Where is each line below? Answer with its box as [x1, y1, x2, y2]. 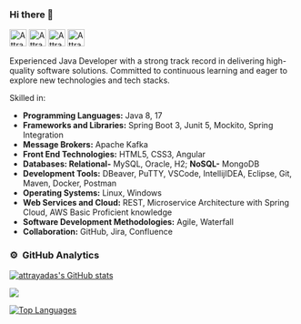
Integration [22, 129, 64, 140]
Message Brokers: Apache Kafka [22, 139, 148, 150]
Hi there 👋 [9, 8, 55, 21]
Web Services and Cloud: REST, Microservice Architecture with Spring [22, 197, 289, 208]
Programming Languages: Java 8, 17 [22, 110, 163, 121]
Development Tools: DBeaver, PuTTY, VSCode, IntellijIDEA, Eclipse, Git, [22, 168, 293, 179]
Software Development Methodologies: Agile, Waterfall [22, 217, 235, 228]
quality [9, 66, 35, 76]
